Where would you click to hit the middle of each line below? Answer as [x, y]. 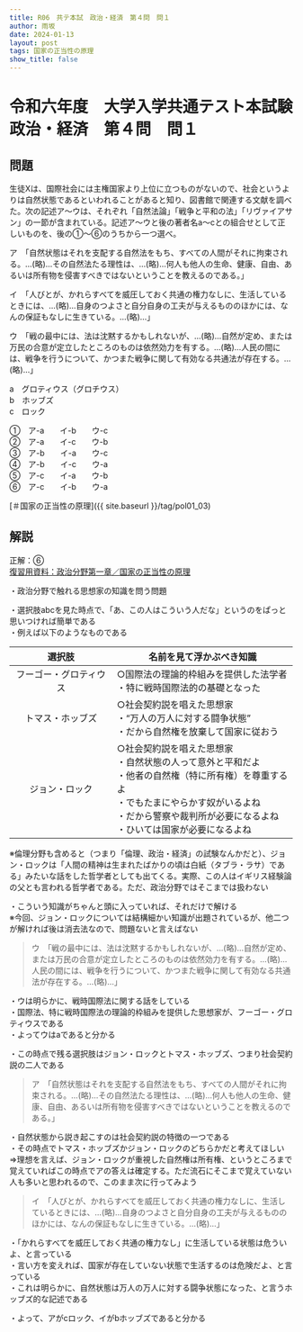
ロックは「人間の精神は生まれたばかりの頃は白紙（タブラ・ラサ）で [151, 864]
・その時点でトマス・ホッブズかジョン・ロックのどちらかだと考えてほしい [147, 1147]
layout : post [34, 43]
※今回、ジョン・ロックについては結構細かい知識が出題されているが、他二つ [149, 917]
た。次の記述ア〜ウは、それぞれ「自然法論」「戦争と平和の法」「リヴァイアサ [151, 211]
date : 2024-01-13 [42, 34]
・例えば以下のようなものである [68, 632]
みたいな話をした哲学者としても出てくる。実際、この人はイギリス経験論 [158, 876]
